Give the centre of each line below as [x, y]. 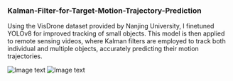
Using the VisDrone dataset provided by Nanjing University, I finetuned [111, 26]
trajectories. [25, 56]
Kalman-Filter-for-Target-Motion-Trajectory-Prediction [104, 11]
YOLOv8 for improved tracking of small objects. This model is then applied [116, 33]
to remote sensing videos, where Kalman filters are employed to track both [116, 41]
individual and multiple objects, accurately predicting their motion [103, 49]
